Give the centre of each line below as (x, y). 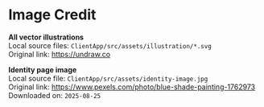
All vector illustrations (46, 37)
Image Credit (52, 15)
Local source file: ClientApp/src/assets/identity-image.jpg (108, 78)
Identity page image (43, 69)
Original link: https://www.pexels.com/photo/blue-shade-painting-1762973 (132, 87)
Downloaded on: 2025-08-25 (55, 95)
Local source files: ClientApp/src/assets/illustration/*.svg (110, 45)
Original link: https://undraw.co (60, 54)
